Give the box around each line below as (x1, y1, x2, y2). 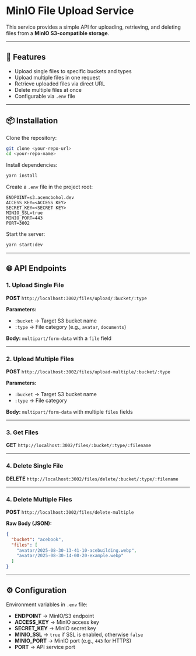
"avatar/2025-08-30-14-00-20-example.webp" (16, 553, 124, 559)
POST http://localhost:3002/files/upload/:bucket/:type (6, 294, 147, 301)
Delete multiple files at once (14, 86, 82, 93)
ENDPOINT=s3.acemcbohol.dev (6, 195, 75, 201)
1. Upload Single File (6, 281, 64, 289)
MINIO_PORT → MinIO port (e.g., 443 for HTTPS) (14, 637, 132, 644)
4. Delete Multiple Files (6, 495, 72, 503)
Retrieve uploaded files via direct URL (14, 80, 106, 87)
